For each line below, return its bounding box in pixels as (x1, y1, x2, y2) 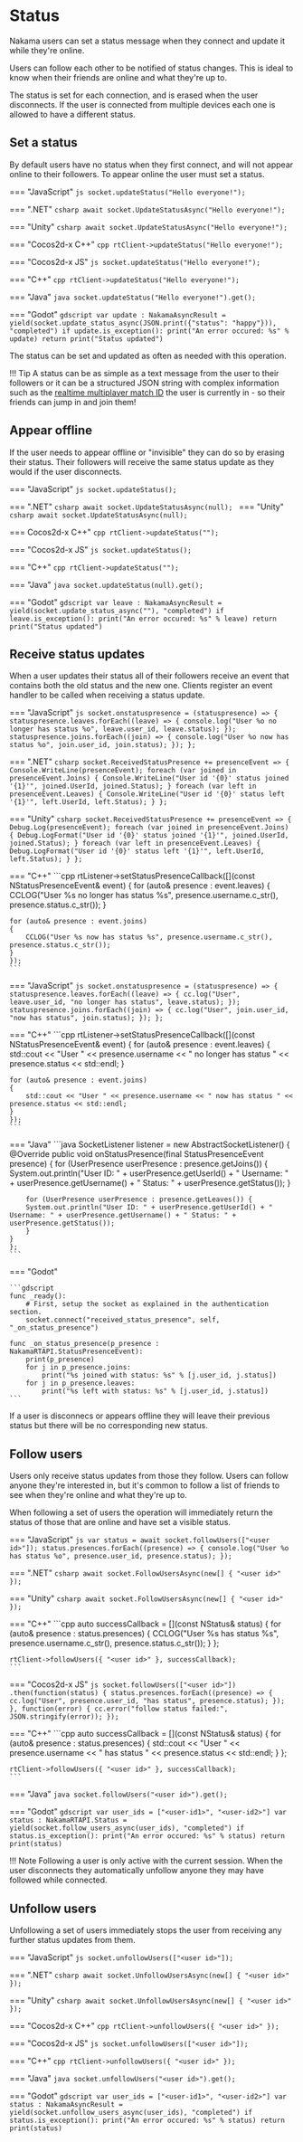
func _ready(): (9, 1292, 67, 1301)
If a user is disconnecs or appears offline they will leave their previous (9, 1410, 270, 1421)
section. (9, 1308, 43, 1317)
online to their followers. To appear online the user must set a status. (9, 168, 265, 179)
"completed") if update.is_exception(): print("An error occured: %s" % (9, 327, 289, 336)
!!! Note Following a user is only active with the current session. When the (9, 1855, 283, 1866)
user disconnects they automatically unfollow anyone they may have (9, 1865, 264, 1876)
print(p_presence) (25, 1355, 95, 1364)
